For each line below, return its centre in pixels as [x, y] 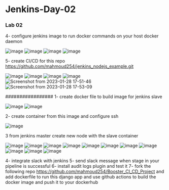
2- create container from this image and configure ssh [62, 116]
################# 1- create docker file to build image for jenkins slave [84, 97]
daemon [14, 41]
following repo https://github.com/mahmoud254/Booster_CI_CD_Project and [85, 172]
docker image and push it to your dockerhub [52, 182]
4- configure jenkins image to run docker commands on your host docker [82, 36]
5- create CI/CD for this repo [35, 61]
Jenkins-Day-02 [41, 9]
